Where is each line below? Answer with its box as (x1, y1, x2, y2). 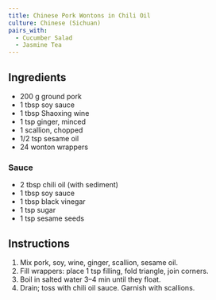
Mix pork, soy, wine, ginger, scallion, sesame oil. (19, 258, 179, 267)
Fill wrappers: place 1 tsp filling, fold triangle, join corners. (19, 267, 209, 276)
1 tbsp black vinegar (19, 197, 86, 206)
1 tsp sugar (19, 206, 56, 215)
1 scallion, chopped (19, 125, 83, 135)
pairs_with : (8, 26, 48, 34)
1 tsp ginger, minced (19, 117, 86, 126)
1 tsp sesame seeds (19, 213, 85, 223)
